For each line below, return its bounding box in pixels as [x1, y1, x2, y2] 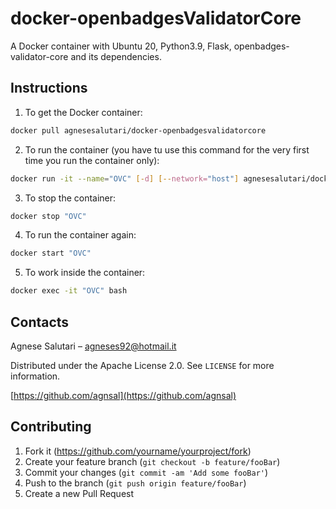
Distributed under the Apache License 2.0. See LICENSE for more [10, 359, 275, 371]
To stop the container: [24, 192, 117, 204]
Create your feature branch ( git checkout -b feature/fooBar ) [24, 455, 281, 467]
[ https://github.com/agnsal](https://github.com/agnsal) [10, 389, 237, 401]
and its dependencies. [70, 50, 162, 62]
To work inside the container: [24, 267, 146, 279]
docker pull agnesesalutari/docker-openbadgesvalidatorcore [10, 125, 267, 136]
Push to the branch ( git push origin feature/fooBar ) [24, 477, 247, 489]
